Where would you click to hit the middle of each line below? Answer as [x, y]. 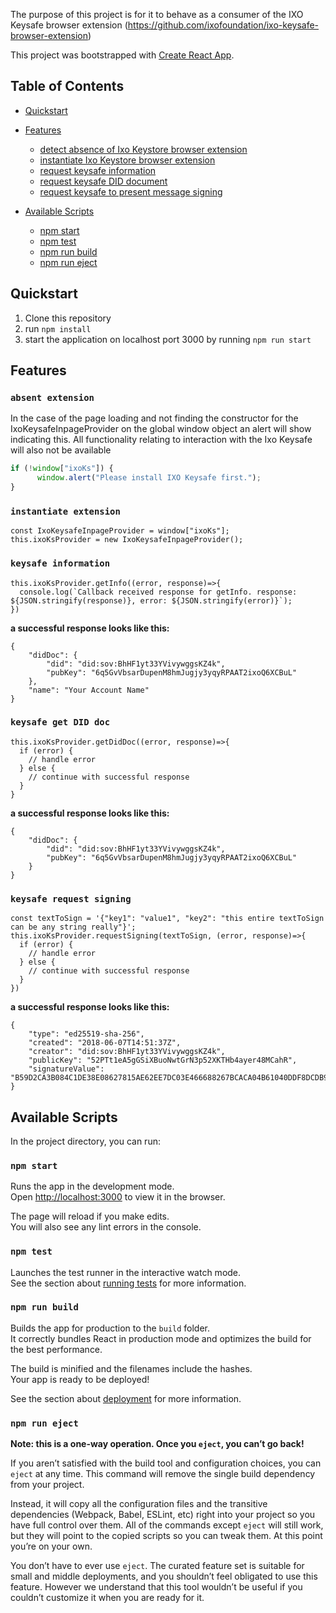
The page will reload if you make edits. [90, 1216]
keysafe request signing [71, 898]
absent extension [52, 397]
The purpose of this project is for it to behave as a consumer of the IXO [157, 14]
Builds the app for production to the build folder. [110, 1328]
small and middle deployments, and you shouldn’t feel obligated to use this [164, 1576]
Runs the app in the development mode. [92, 1186]
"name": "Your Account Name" [89, 690]
